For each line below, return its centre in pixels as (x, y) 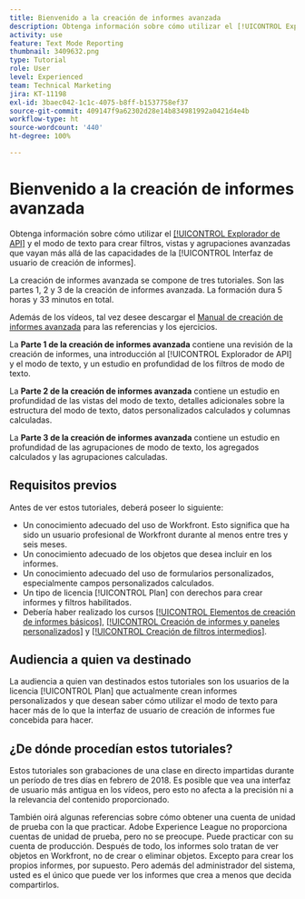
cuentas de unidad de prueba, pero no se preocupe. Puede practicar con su (152, 836)
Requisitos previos (63, 486)
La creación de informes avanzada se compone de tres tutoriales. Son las (147, 280)
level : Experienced (46, 77)
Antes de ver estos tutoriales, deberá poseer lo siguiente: (117, 507)
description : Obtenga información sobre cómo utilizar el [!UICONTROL (146, 26)
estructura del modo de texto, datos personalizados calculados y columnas (150, 410)
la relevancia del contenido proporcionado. (89, 800)
